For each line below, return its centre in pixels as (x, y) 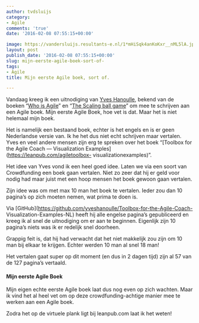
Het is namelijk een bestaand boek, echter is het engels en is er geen (90, 130)
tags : (13, 66)
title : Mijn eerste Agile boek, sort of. (58, 78)
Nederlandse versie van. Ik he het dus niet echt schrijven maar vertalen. (94, 136)
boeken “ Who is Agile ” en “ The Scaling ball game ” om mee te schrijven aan (98, 106)
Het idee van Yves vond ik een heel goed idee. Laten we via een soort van (97, 167)
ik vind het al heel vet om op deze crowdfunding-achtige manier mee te (93, 296)
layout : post (22, 50)
